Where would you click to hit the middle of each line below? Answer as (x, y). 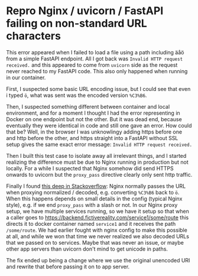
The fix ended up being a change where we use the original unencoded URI (98, 260)
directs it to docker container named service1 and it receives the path (91, 223)
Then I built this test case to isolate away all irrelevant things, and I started (96, 155)
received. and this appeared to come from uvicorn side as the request (92, 65)
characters (33, 36)
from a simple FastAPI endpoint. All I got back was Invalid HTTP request (95, 59)
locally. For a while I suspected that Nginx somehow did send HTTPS (90, 168)
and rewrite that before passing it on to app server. (68, 267)
